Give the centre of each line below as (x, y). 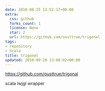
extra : (12, 14)
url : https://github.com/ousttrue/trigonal (55, 37)
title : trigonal (22, 55)
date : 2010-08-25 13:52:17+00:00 (39, 10)
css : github (22, 19)
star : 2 (17, 32)
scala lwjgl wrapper (25, 84)
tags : (11, 42)
